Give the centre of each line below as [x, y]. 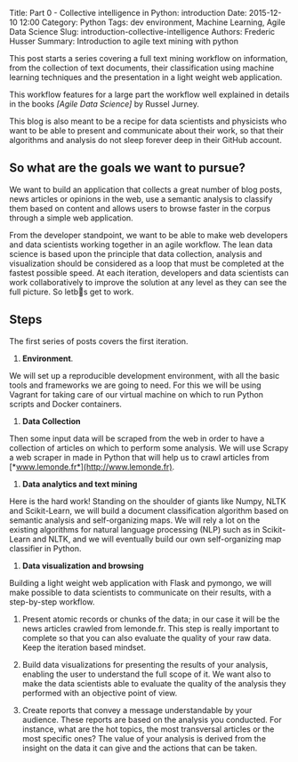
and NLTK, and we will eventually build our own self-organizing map [157, 539]
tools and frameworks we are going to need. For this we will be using [135, 385]
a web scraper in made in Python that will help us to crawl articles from [139, 457]
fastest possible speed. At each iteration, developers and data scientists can [149, 273]
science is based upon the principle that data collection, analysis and [136, 253]
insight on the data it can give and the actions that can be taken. [140, 748]
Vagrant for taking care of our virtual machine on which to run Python [137, 394]
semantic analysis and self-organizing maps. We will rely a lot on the [135, 520]
